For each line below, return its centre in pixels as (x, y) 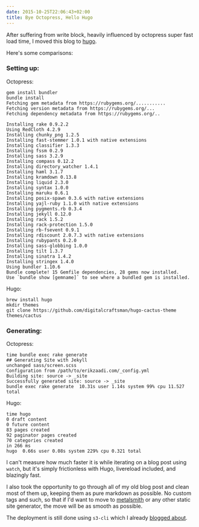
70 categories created (35, 441)
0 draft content (27, 420)
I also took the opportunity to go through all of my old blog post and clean (98, 487)
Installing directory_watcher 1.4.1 (52, 167)
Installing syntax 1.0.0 (37, 188)
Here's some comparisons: (40, 53)
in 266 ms (19, 446)
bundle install (25, 98)
